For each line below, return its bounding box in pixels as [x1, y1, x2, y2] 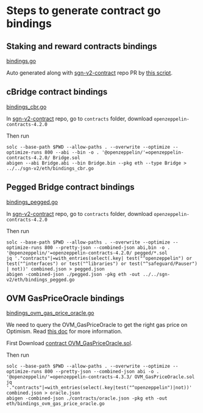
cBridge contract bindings [6, 87, 108, 97]
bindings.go [6, 58, 37, 64]
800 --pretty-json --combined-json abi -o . [45, 368, 160, 375]
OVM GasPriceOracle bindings [6, 293, 125, 303]
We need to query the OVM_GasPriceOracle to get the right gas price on [6, 321, 188, 329]
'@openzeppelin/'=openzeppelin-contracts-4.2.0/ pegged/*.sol [6, 250, 168, 256]
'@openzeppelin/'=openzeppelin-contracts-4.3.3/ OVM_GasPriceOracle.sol [6, 374, 195, 380]
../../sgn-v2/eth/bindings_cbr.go [6, 165, 94, 171]
